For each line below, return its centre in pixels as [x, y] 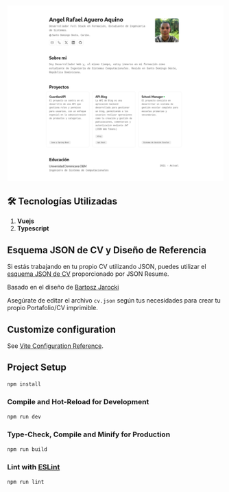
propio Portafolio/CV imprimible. [52, 308]
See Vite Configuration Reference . [56, 346]
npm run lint [26, 482]
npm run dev [24, 417]
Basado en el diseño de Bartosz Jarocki [63, 288]
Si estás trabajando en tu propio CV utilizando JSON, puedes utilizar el [107, 267]
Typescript [33, 229]
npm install [24, 384]
